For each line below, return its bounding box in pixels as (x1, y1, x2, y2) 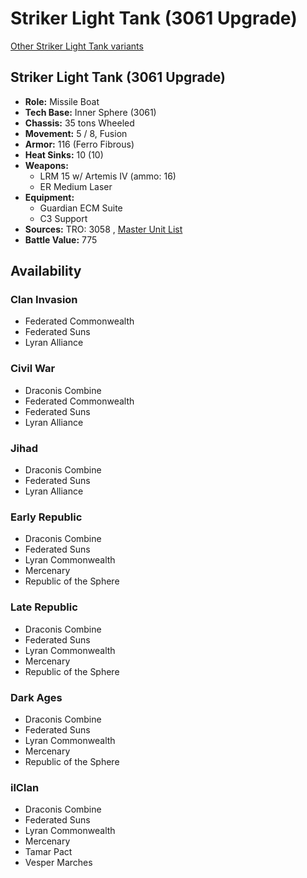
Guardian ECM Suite (39, 202, 123, 214)
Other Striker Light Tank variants (10, 40, 144, 52)
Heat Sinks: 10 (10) (24, 148, 104, 161)
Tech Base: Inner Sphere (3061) (24, 106, 157, 118)
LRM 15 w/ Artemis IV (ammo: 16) (39, 170, 177, 182)
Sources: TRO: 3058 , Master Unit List (24, 223, 183, 235)
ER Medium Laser (39, 180, 113, 192)
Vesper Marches (24, 857, 93, 869)
